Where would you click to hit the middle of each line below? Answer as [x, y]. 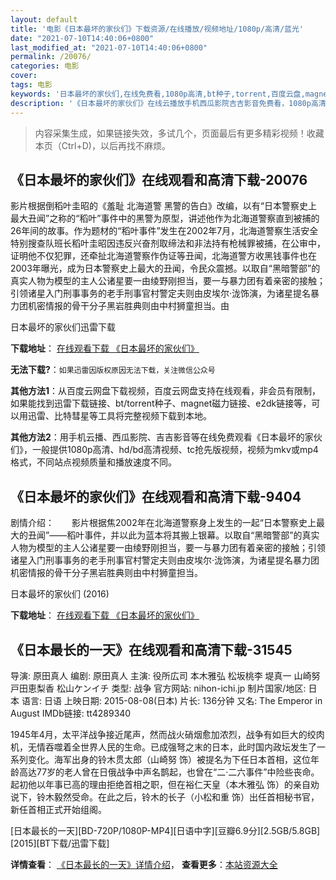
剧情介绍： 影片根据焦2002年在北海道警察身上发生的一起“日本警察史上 [163, 523]
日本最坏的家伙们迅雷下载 [63, 327]
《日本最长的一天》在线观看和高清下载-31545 [151, 649]
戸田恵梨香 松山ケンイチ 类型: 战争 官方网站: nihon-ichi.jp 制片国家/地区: [158, 688]
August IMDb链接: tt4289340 [71, 713]
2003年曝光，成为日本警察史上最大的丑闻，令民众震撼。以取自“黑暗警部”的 [165, 268]
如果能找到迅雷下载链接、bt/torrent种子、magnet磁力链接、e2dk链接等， [161, 403]
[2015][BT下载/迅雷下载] [60, 843]
